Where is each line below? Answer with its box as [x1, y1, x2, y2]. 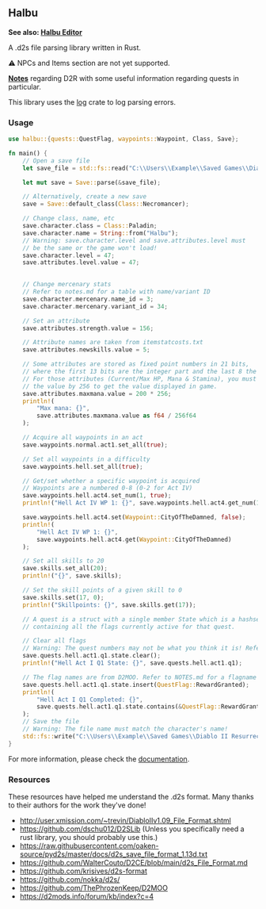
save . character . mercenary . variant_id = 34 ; [22, 302, 169, 310]
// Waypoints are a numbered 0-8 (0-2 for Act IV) [22, 484, 193, 493]
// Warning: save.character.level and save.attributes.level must [22, 236, 246, 244]
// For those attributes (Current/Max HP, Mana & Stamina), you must [22, 374, 257, 383]
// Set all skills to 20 [22, 557, 104, 566]
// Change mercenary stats [22, 281, 112, 289]
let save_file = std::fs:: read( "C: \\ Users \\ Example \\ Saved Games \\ [22, 164, 249, 172]
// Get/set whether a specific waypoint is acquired [22, 477, 200, 485]
